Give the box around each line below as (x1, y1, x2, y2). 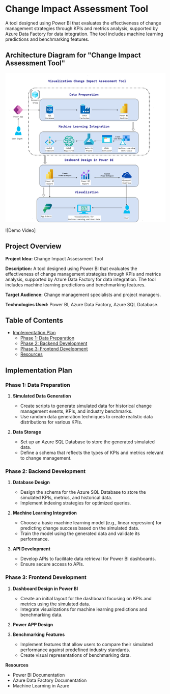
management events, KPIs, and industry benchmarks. (20, 408, 133, 414)
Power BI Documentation (12, 672, 65, 678)
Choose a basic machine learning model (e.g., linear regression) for (20, 520, 162, 526)
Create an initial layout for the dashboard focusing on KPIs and (20, 595, 152, 601)
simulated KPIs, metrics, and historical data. (20, 495, 112, 501)
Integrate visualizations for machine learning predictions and (20, 606, 148, 612)
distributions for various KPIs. (20, 419, 82, 425)
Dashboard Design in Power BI (12, 585, 78, 592)
